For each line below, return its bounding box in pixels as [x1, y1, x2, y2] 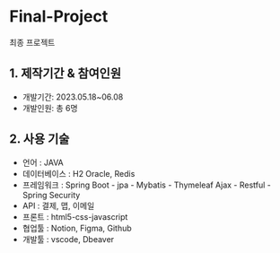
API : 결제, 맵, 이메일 [22, 200, 95, 211]
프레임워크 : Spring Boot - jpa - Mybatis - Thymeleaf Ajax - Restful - [22, 179, 272, 190]
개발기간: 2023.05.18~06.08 [22, 92, 124, 102]
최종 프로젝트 [9, 37, 56, 48]
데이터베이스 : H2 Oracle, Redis [22, 168, 136, 179]
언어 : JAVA [22, 157, 65, 168]
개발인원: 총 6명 [22, 102, 78, 113]
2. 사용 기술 [9, 132, 70, 147]
